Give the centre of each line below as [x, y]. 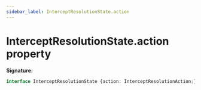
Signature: [19, 70]
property [29, 54]
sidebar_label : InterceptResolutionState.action [68, 12]
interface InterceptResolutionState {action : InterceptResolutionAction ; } [101, 81]
